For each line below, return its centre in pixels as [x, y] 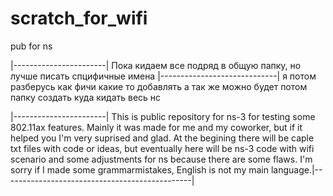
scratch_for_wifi [79, 18]
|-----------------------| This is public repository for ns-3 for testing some [163, 116]
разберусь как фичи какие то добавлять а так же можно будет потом [159, 86]
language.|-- [296, 169]
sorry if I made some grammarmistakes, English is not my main [139, 169]
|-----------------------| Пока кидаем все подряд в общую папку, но [156, 65]
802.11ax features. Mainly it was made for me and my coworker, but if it [156, 127]
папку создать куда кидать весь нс [86, 97]
